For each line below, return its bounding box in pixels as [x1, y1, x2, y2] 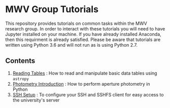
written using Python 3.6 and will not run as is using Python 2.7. [5, 42, 138, 48]
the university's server [12, 97, 60, 103]
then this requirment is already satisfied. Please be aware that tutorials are [5, 37, 161, 43]
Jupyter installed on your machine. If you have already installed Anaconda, [5, 31, 161, 37]
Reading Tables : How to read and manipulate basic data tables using [12, 70, 157, 76]
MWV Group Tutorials [5, 4, 99, 15]
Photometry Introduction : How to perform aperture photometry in [12, 81, 150, 87]
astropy [12, 76, 29, 82]
